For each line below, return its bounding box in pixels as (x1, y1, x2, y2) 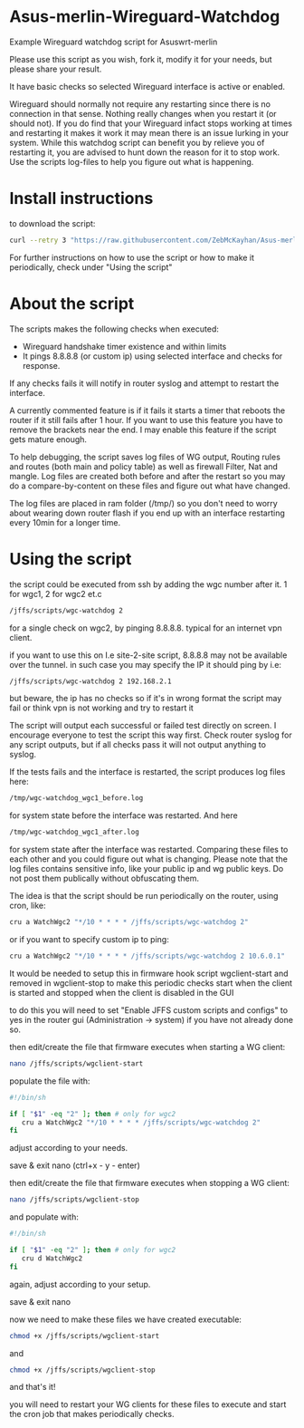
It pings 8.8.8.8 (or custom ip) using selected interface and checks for (22, 351, 283, 362)
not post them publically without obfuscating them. (9, 873, 199, 884)
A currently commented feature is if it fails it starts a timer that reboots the (9, 405, 286, 416)
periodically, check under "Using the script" (9, 261, 173, 273)
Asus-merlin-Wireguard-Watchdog (9, 6, 280, 27)
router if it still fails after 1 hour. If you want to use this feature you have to (9, 414, 283, 425)
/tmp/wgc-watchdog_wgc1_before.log (9, 794, 144, 803)
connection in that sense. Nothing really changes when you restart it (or (9, 108, 278, 119)
